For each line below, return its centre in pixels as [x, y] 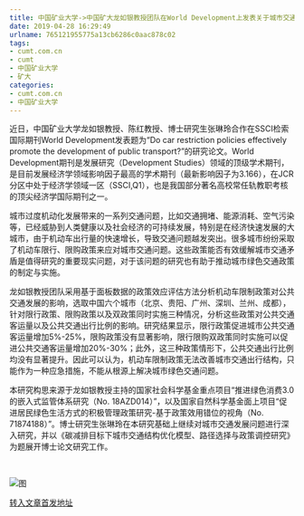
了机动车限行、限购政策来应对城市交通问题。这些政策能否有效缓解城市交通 [148, 250]
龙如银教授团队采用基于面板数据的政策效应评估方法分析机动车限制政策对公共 [152, 291]
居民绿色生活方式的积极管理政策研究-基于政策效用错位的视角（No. [140, 413]
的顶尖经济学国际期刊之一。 [61, 196]
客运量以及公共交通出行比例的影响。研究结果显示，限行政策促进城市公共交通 [152, 326]
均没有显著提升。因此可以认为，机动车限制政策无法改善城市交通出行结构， [148, 359]
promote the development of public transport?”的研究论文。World [132, 151]
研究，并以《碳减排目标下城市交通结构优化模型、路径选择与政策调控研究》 [156, 435]
